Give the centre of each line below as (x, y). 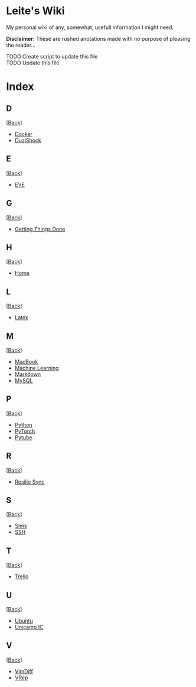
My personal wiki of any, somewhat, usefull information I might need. (90, 27)
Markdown (28, 374)
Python (23, 424)
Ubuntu (24, 621)
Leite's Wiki (35, 11)
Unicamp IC (29, 627)
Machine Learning (37, 368)
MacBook (26, 362)
